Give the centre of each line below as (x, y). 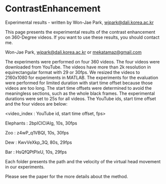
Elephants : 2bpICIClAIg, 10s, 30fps (41, 123)
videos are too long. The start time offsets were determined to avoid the (79, 88)
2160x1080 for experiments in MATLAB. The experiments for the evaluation (82, 77)
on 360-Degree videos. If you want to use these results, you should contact (82, 37)
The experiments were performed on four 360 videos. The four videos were (83, 61)
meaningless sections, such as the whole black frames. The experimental (80, 93)
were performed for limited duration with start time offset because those (79, 83)
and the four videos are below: (36, 104)
